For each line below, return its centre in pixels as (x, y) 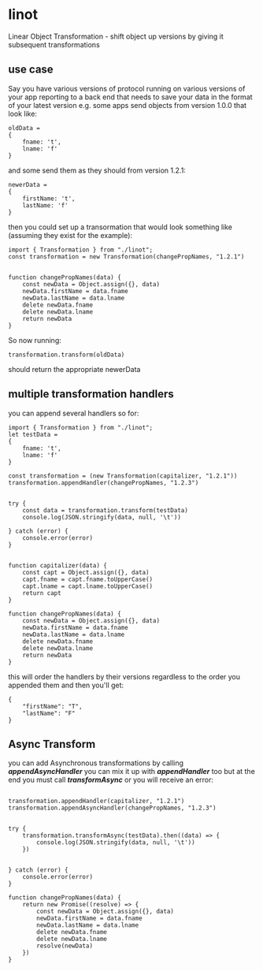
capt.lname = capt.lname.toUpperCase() (88, 586)
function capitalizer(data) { (58, 565)
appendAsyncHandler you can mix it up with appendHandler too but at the (132, 772)
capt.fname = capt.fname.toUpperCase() (88, 579)
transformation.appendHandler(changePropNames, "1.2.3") (104, 482)
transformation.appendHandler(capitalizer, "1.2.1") (96, 802)
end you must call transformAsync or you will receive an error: (111, 780)
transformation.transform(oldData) (67, 355)
